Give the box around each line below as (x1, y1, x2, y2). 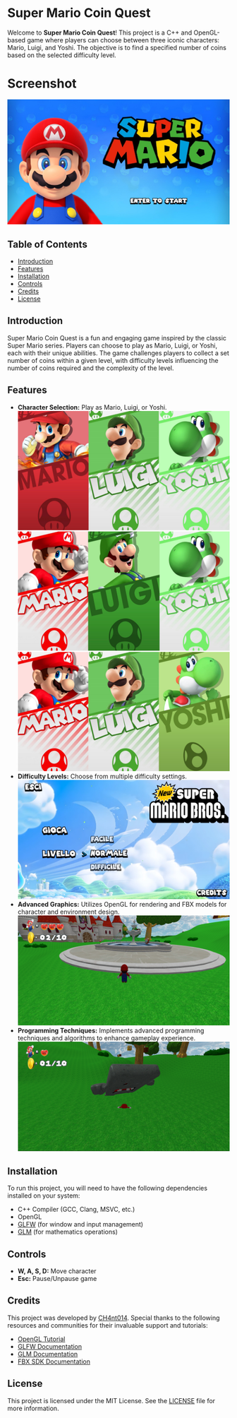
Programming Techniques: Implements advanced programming (17, 1026, 205, 1035)
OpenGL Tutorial (17, 1335, 66, 1343)
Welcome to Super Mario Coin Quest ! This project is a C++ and (7, 28, 193, 37)
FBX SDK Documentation (17, 1357, 90, 1366)
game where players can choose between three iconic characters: (27, 35, 220, 44)
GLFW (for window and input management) (17, 1220, 143, 1229)
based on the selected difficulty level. (7, 51, 116, 59)
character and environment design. (17, 907, 120, 916)
